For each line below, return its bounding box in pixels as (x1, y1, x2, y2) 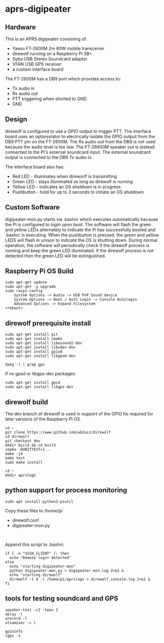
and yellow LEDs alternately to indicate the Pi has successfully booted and (5, 227, 156, 233)
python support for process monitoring (5, 486, 128, 494)
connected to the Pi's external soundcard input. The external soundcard (5, 149, 151, 155)
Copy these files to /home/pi (5, 508, 63, 513)
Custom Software (5, 203, 60, 212)
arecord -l (5, 616, 27, 621)
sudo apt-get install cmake (5, 336, 63, 342)
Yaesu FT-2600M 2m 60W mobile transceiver (12, 46, 105, 51)
